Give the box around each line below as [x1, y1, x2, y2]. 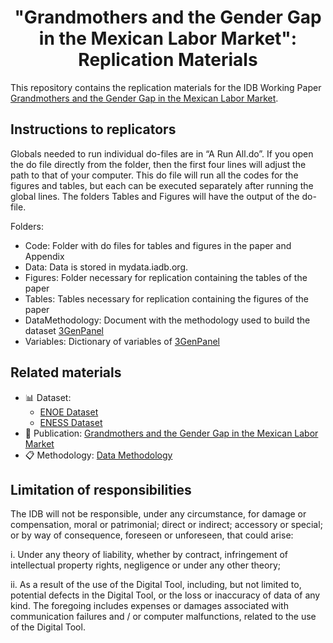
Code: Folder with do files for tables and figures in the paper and [24, 239, 292, 251]
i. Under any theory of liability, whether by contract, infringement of [10, 549, 289, 561]
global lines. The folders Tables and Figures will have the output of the [10, 190, 300, 202]
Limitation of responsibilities [10, 481, 192, 498]
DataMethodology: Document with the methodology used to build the [24, 314, 311, 326]
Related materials [10, 364, 122, 381]
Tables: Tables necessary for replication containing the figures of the [24, 292, 309, 305]
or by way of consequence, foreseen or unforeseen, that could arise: [10, 529, 294, 541]
